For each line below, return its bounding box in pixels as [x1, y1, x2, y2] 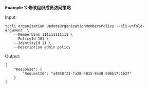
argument [5, 28, 23, 33]
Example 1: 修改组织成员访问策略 [5, 5, 71, 10]
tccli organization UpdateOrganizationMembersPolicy [5, 24, 114, 29]
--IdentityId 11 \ [14, 41, 51, 45]
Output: [5, 53, 20, 59]
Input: [5, 15, 17, 20]
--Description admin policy [14, 45, 71, 50]
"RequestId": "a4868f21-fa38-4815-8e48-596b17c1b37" [22, 71, 132, 76]
